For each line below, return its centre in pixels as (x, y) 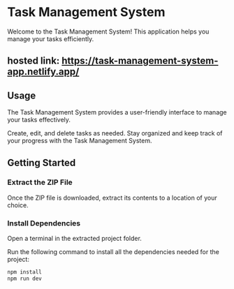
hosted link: (34, 61)
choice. (18, 205)
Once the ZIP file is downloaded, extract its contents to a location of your (112, 198)
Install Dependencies (44, 223)
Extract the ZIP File (40, 182)
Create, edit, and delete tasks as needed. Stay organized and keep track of (115, 133)
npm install (24, 272)
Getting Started (42, 162)
